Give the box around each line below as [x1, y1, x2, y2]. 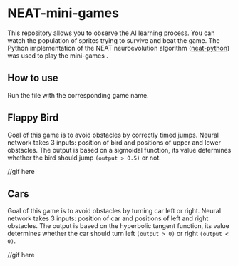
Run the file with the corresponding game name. [7, 91, 149, 99]
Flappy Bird [7, 112, 59, 124]
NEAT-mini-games [7, 5, 120, 21]
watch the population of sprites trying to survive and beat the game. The [7, 36, 220, 44]
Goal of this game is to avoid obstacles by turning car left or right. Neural [7, 207, 222, 215]
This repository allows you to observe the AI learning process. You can [7, 29, 215, 37]
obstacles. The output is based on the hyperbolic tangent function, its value [7, 222, 229, 230]
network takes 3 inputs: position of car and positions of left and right [7, 214, 209, 222]
